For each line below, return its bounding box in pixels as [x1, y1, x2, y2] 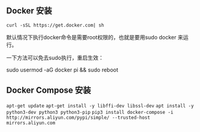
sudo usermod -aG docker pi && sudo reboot [6, 66, 119, 73]
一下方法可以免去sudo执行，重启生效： [6, 54, 104, 61]
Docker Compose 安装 [6, 85, 92, 96]
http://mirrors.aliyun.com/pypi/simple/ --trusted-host [6, 114, 150, 120]
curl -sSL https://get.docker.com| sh [6, 22, 104, 28]
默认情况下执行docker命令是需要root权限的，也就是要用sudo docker [6, 33, 177, 41]
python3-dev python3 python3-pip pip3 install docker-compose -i [6, 109, 174, 115]
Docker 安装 [6, 5, 53, 16]
